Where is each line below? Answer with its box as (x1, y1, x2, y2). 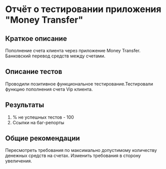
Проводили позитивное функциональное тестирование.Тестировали (5, 80, 153, 87)
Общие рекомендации (5, 134, 80, 143)
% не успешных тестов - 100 (12, 114, 74, 120)
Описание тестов (5, 67, 62, 76)
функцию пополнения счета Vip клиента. (5, 86, 93, 92)
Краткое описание (5, 34, 67, 43)
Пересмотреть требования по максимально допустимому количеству (5, 147, 157, 153)
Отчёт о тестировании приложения (5, 4, 161, 15)
